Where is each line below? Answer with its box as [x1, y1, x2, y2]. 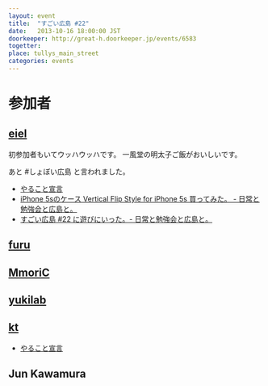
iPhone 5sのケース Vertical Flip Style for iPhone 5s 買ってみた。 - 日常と [19, 193, 260, 203]
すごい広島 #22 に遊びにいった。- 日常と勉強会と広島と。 [19, 214, 212, 223]
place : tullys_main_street [8, 49, 99, 57]
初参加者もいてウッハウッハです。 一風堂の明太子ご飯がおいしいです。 [8, 149, 242, 159]
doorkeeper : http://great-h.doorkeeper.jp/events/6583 [8, 34, 197, 43]
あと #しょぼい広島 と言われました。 [8, 167, 131, 176]
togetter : [8, 42, 42, 50]
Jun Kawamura [8, 367, 86, 381]
